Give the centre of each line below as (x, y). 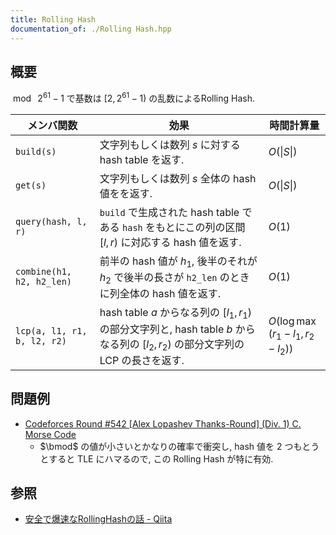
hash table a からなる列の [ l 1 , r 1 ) (176, 313)
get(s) (31, 185)
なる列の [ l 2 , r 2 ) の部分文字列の (172, 345)
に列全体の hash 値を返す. (160, 294)
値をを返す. (126, 193)
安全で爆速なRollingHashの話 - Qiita (98, 519)
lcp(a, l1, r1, (51, 330)
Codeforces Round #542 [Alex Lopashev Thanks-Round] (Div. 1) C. (163, 423)
